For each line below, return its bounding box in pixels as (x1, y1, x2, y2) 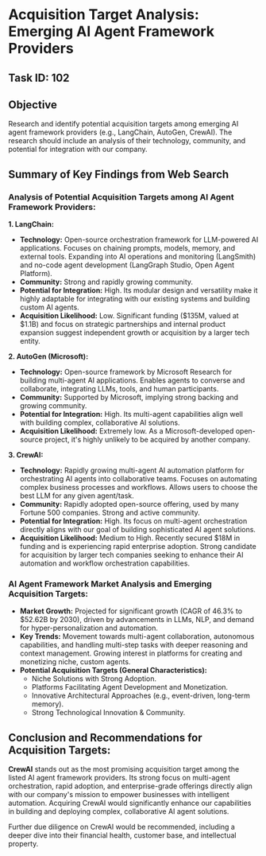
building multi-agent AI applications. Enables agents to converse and (19, 375, 245, 385)
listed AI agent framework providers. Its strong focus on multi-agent (8, 773, 230, 783)
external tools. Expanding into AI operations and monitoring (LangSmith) (19, 252, 256, 262)
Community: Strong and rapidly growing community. (19, 277, 193, 287)
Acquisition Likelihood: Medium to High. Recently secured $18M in (19, 533, 241, 543)
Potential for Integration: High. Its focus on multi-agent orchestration (19, 516, 248, 526)
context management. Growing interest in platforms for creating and (19, 648, 243, 658)
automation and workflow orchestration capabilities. (19, 558, 191, 568)
